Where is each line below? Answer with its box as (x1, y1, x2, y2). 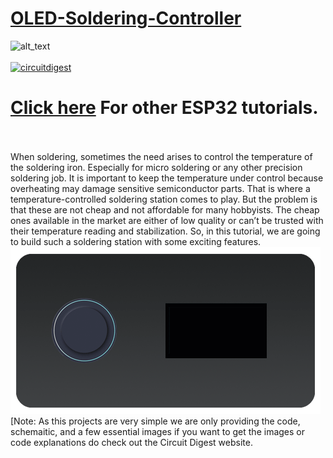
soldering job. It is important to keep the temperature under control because (10, 172, 324, 184)
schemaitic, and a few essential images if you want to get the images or (10, 425, 306, 437)
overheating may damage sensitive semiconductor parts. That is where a (10, 182, 311, 194)
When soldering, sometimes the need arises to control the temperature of (10, 150, 313, 162)
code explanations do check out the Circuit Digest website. (10, 436, 253, 448)
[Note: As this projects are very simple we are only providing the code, (10, 415, 301, 427)
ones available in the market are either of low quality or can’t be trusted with (10, 214, 324, 226)
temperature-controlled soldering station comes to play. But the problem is (10, 193, 318, 205)
